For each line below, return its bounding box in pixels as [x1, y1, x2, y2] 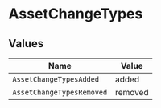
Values [8, 37, 44, 50]
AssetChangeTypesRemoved [12, 88, 108, 97]
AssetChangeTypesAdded [12, 75, 99, 84]
